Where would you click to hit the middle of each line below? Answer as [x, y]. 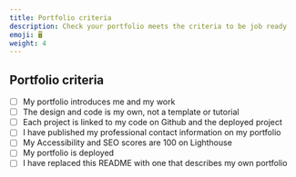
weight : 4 [28, 43]
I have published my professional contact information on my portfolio [152, 133]
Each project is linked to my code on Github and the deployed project [152, 123]
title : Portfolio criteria [61, 18]
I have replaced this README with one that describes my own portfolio [155, 163]
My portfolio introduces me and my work [99, 102]
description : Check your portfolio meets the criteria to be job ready [148, 26]
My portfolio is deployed [68, 153]
